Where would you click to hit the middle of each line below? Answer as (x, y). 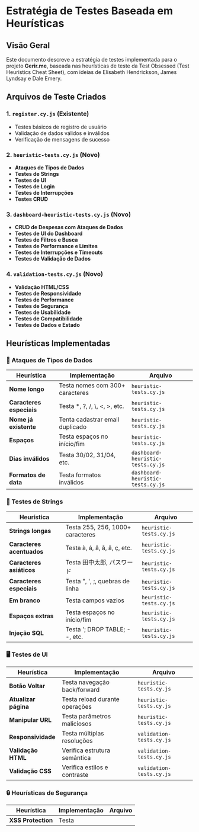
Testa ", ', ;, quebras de (98, 581)
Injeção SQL (27, 633)
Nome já (21, 420)
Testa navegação (86, 682)
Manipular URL (31, 719)
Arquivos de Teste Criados (56, 97)
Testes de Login (35, 186)
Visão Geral (28, 45)
